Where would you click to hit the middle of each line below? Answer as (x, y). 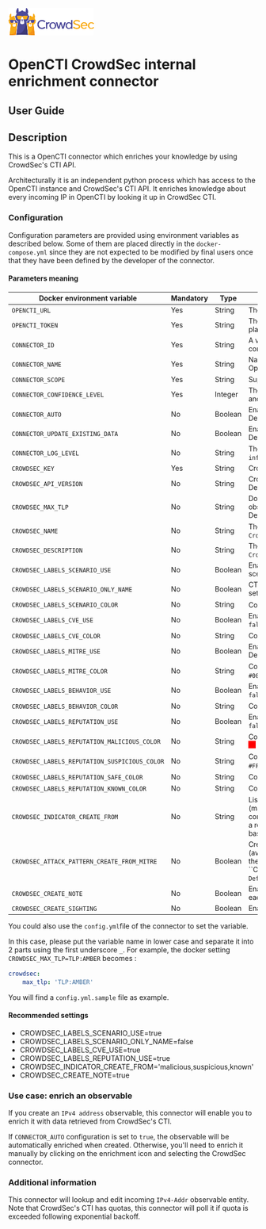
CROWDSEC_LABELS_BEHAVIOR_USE (61, 691)
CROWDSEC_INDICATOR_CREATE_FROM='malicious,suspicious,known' (137, 1066)
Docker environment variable (87, 298)
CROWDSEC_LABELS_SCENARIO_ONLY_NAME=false (106, 1041)
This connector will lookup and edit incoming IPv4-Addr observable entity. (129, 1200)
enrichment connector (84, 81)
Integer (227, 394)
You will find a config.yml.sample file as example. (89, 997)
